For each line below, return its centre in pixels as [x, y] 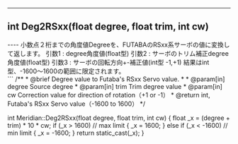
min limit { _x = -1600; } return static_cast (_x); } [76, 133]
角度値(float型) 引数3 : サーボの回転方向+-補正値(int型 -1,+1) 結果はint [108, 62]
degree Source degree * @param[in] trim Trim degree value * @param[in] [115, 86]
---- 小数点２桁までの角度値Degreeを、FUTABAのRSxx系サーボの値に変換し [119, 44]
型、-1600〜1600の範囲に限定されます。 [66, 71]
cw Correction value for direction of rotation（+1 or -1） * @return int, [109, 95]
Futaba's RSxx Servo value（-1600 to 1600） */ [76, 104]
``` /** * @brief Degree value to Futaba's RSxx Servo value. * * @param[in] [116, 79]
